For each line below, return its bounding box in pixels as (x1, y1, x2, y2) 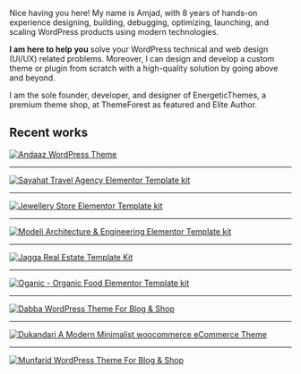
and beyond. (9, 72, 56, 83)
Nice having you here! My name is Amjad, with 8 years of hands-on (9, 8, 258, 18)
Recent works (9, 125, 88, 140)
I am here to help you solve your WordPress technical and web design (9, 44, 269, 55)
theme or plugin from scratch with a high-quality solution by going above (9, 63, 279, 73)
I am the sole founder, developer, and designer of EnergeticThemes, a (9, 89, 267, 100)
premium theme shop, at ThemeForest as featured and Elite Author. (9, 99, 258, 110)
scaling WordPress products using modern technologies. (9, 27, 219, 37)
